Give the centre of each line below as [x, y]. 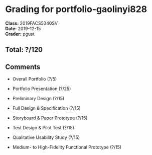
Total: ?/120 [24, 50]
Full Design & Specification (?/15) [47, 108]
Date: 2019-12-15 [23, 28]
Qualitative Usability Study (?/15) [46, 137]
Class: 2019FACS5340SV [32, 23]
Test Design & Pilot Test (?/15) [43, 128]
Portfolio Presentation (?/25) [42, 89]
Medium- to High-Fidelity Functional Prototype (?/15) [67, 147]
